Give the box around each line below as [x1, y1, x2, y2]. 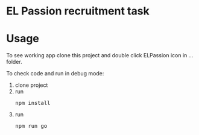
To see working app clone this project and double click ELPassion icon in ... [6, 52, 194, 59]
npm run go [14, 122, 48, 130]
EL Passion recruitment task [6, 4, 150, 18]
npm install [14, 99, 51, 107]
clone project [14, 81, 48, 89]
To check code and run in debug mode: [6, 70, 104, 77]
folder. [6, 58, 22, 66]
